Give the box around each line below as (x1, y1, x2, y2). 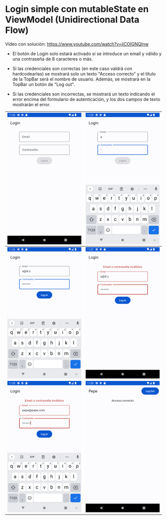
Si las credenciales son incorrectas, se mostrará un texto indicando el (12, 91, 155, 97)
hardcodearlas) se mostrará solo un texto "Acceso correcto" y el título (12, 71, 156, 76)
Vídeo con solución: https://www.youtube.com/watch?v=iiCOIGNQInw (5, 41, 149, 47)
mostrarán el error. (12, 101, 51, 107)
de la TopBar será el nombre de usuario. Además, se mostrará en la (12, 76, 151, 82)
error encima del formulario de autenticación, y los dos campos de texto (12, 96, 161, 102)
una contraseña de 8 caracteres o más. (12, 56, 93, 62)
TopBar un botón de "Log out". (12, 81, 76, 87)
